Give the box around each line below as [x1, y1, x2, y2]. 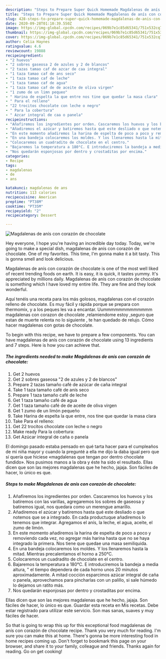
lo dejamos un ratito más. [12, 582, 65, 589]
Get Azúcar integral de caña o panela [12, 434, 89, 440]
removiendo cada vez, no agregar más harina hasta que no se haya [12, 535, 150, 541]
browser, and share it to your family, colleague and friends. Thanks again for [5, 643, 161, 649]
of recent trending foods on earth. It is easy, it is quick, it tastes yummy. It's [5, 271, 159, 277]
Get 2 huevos [12, 371, 40, 377]
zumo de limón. [12, 525, 44, 531]
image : [5, 26, 19, 31]
